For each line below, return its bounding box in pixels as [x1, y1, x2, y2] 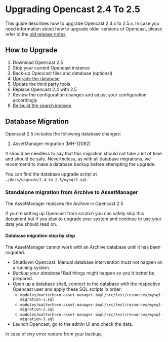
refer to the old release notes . [5, 31, 67, 37]
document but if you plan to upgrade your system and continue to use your [5, 216, 162, 222]
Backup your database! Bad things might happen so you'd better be [12, 270, 155, 276]
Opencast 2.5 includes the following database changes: [5, 130, 121, 136]
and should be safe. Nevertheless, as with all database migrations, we [5, 156, 151, 162]
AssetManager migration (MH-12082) [12, 141, 91, 147]
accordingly [12, 97, 38, 103]
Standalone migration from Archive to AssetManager [5, 189, 138, 196]
